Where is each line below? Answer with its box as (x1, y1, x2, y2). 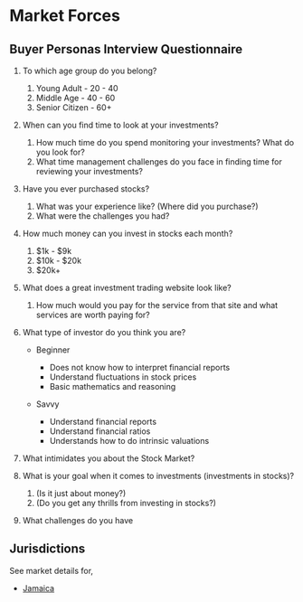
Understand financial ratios (49, 426, 151, 437)
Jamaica (22, 582, 55, 593)
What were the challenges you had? (35, 211, 170, 221)
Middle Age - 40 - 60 (35, 92, 116, 103)
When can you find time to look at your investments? (22, 119, 219, 130)
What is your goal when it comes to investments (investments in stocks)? (22, 471, 295, 481)
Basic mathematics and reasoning (49, 381, 176, 391)
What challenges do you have (22, 515, 134, 525)
